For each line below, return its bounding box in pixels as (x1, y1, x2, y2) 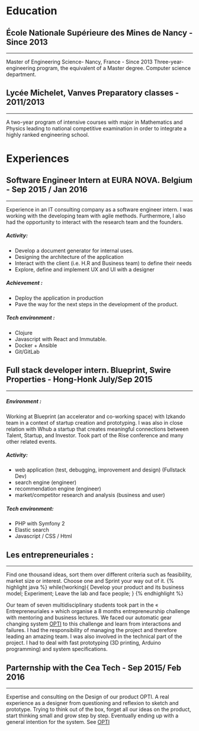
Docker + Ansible (14, 342, 57, 349)
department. (6, 71, 37, 78)
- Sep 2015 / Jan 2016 (6, 185, 88, 195)
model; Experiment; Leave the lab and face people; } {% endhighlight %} (6, 590, 184, 597)
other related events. (6, 438, 57, 445)
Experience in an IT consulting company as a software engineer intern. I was (6, 206, 193, 213)
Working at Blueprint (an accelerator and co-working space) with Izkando (6, 413, 185, 420)
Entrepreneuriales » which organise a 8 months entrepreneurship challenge (6, 608, 191, 615)
